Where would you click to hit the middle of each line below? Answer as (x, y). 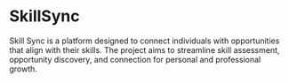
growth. (24, 69)
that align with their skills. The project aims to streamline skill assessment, (144, 49)
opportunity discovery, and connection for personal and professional (135, 59)
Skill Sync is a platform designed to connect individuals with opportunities (144, 41)
